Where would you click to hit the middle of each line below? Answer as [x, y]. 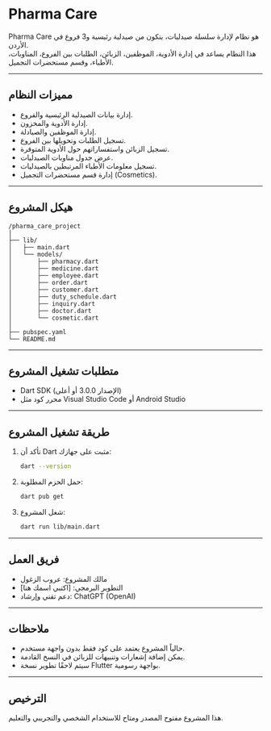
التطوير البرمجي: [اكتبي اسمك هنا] [71, 587]
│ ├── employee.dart [54, 275]
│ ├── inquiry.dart [52, 303]
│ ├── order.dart [48, 282]
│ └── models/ [35, 254]
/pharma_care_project [45, 226]
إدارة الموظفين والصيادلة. [58, 132]
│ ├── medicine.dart [54, 268]
